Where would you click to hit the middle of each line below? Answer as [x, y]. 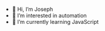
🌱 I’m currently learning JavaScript [55, 22]
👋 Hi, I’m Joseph [32, 9]
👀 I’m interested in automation [49, 15]
